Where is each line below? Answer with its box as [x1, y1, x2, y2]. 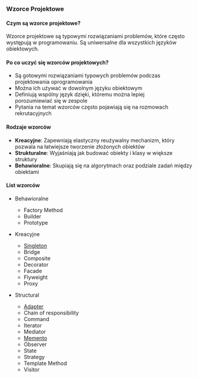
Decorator [23, 261, 49, 268]
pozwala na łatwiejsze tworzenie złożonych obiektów [14, 143, 145, 150]
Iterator [23, 322, 42, 329]
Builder [23, 212, 42, 220]
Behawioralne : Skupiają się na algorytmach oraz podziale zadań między [14, 162, 193, 169]
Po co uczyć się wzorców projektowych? [6, 59, 109, 66]
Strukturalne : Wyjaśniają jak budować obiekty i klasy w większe [14, 149, 173, 156]
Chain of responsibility [23, 309, 79, 316]
